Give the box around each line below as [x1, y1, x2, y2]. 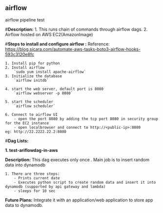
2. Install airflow [5, 65, 45, 70]
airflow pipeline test [5, 17, 45, 22]
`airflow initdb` [14, 78, 49, 83]
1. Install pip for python [5, 61, 60, 65]
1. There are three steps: [5, 171, 60, 176]
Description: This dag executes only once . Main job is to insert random [5, 156, 150, 163]
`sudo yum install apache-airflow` [14, 69, 86, 74]
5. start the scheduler [5, 99, 54, 104]
